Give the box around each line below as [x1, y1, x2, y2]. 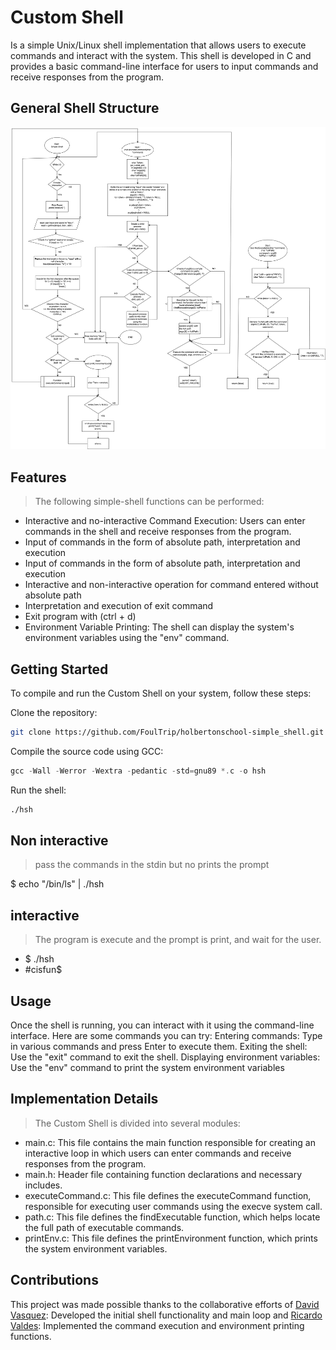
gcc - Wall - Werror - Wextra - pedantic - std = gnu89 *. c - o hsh [10, 766, 267, 776]
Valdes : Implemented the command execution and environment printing [10, 1319, 305, 1331]
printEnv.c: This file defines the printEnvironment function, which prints [24, 1232, 318, 1244]
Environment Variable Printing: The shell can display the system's [24, 621, 295, 633]
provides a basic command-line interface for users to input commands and [10, 60, 319, 72]
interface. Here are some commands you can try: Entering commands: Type [10, 1030, 323, 1042]
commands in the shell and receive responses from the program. [24, 526, 292, 538]
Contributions [10, 1272, 99, 1289]
